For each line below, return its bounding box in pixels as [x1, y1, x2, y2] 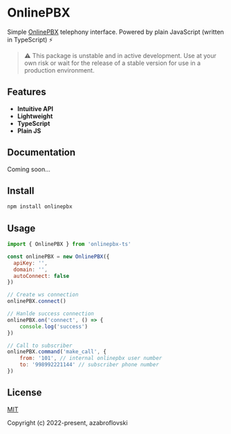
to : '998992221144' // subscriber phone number [19, 361, 159, 368]
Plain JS [17, 126, 41, 135]
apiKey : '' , [13, 259, 48, 267]
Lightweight [17, 112, 53, 120]
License [7, 387, 42, 399]
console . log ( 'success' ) [19, 323, 89, 330]
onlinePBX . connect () [7, 298, 67, 305]
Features [7, 86, 46, 98]
